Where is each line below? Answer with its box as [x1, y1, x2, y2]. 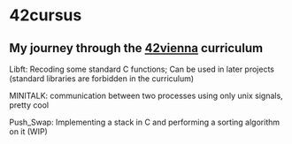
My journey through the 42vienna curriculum [9, 41, 264, 56]
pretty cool [9, 100, 50, 110]
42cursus [9, 5, 82, 26]
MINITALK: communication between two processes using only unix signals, [9, 90, 283, 101]
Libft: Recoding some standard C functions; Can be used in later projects [9, 64, 274, 74]
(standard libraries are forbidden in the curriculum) [9, 73, 195, 84]
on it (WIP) [9, 126, 49, 137]
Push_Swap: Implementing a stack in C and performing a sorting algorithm [9, 117, 280, 127]
